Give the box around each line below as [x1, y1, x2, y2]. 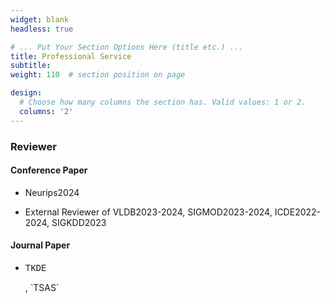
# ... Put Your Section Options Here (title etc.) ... [10, 42, 244, 52]
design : [10, 88, 43, 98]
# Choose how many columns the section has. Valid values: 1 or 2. [19, 97, 307, 107]
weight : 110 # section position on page [10, 70, 186, 80]
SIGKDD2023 [51, 216, 107, 228]
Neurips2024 [24, 186, 80, 198]
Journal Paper [10, 239, 71, 251]
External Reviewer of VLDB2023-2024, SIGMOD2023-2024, [24, 206, 273, 218]
